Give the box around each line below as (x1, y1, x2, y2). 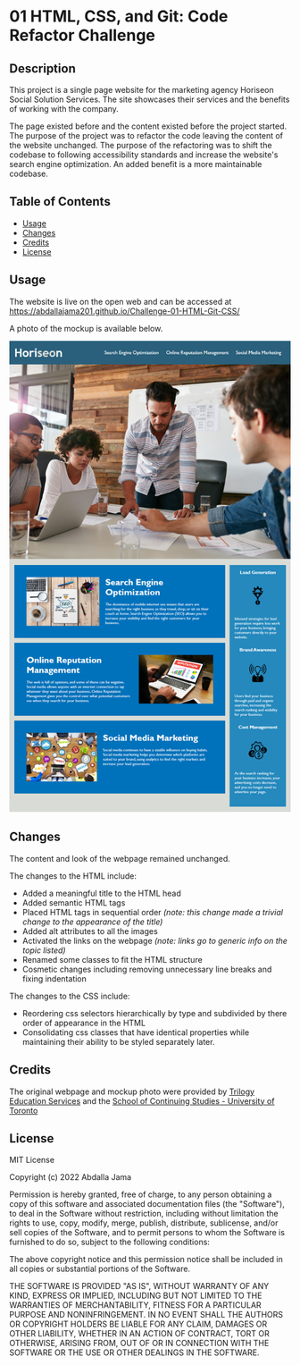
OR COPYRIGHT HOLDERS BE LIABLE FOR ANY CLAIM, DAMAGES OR (9, 1319, 268, 1329)
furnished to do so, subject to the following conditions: (9, 1236, 210, 1248)
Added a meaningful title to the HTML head (21, 888, 181, 898)
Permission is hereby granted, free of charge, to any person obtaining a (9, 1189, 272, 1200)
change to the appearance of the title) (21, 916, 163, 927)
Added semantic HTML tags (21, 897, 126, 908)
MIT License (9, 1155, 55, 1166)
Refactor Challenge (9, 25, 156, 46)
